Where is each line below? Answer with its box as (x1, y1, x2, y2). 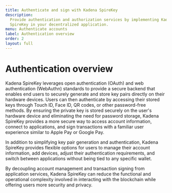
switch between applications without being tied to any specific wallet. (5, 155, 152, 162)
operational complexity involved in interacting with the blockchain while (5, 176, 156, 182)
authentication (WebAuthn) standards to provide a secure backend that (5, 85, 155, 91)
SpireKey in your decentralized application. (10, 22, 109, 27)
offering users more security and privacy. (5, 182, 93, 188)
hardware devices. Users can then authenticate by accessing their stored (5, 96, 160, 103)
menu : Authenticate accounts (5, 27, 68, 32)
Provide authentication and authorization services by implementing (10, 17, 159, 22)
